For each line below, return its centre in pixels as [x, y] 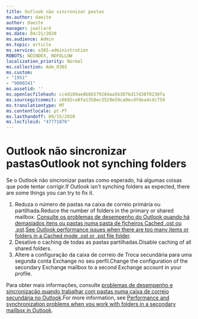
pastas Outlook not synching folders [96, 164]
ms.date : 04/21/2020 [32, 34]
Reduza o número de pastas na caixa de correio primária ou [87, 205]
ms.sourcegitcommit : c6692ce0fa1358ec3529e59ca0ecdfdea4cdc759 [86, 100]
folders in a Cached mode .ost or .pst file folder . [73, 236]
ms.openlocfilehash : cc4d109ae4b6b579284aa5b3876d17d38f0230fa [86, 94]
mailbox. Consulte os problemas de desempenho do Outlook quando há [102, 217]
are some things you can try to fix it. [50, 193]
